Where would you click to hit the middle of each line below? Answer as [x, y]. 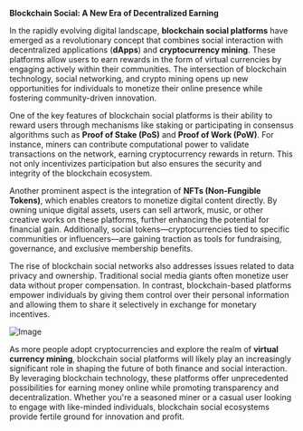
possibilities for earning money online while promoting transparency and [144, 388]
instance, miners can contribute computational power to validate [129, 144]
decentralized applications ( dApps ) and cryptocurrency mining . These [142, 50]
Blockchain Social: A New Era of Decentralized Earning [114, 13]
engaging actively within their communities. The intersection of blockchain [148, 69]
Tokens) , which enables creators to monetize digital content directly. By [143, 200]
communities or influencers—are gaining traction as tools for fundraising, [146, 239]
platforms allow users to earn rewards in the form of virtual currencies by [146, 59]
